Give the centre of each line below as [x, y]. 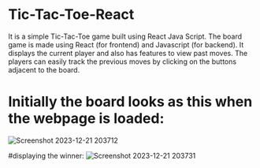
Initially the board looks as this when [130, 102]
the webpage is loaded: [86, 119]
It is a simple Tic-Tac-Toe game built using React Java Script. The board [125, 36]
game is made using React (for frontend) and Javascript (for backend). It [126, 44]
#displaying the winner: [46, 155]
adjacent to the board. [44, 69]
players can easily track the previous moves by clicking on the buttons [123, 62]
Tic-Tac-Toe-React [71, 15]
